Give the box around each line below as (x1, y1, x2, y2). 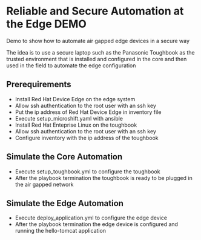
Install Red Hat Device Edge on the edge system (15, 95, 136, 102)
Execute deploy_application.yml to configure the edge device (15, 214, 168, 222)
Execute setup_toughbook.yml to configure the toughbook (15, 168, 160, 175)
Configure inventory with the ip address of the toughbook (15, 134, 159, 141)
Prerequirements (6, 79, 71, 90)
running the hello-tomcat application (15, 227, 107, 235)
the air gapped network (15, 181, 74, 188)
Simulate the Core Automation (6, 152, 123, 162)
